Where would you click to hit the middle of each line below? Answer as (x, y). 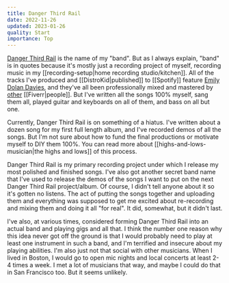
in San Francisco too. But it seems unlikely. (67, 272)
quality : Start (29, 32)
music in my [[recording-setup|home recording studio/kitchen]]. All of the (110, 73)
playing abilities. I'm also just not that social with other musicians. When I (110, 251)
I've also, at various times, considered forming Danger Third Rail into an (108, 221)
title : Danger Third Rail (44, 13)
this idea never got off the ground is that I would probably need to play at (110, 236)
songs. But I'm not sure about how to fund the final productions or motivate (113, 137)
